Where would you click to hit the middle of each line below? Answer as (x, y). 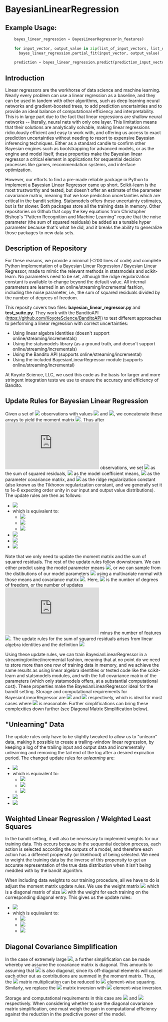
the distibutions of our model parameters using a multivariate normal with (84, 574)
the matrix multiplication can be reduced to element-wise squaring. (80, 982)
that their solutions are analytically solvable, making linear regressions (77, 127)
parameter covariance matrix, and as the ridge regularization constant (80, 479)
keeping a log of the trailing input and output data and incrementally (75, 747)
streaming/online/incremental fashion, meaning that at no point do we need (83, 660)
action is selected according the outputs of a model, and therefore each (79, 849)
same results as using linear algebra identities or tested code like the (76, 670)
